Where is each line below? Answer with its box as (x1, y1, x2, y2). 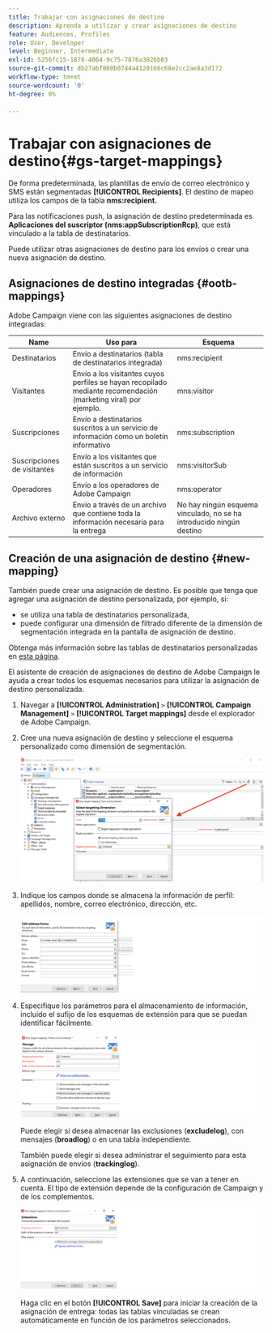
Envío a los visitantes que (72, 451, 157, 461)
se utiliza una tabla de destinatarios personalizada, (19, 610, 190, 620)
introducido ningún (176, 517, 240, 527)
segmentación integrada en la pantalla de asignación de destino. (19, 627, 236, 637)
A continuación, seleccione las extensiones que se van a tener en (19, 1174, 239, 1184)
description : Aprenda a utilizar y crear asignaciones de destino (8, 21, 237, 30)
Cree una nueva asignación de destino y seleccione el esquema (19, 733, 233, 743)
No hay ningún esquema (176, 500, 259, 510)
